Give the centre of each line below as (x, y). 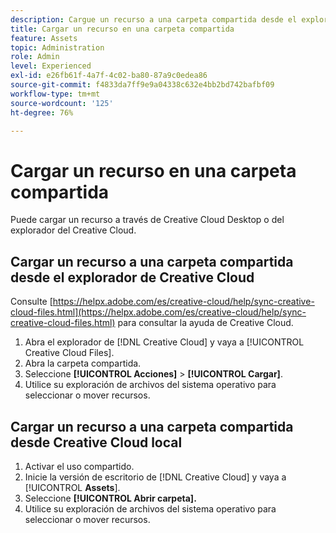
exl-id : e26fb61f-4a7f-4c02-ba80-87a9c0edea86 (109, 76)
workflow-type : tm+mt (55, 94)
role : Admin (35, 57)
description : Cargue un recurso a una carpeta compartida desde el (154, 19)
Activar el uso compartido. (79, 466)
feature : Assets (44, 38)
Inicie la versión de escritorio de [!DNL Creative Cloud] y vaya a (155, 477)
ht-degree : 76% (42, 112)
